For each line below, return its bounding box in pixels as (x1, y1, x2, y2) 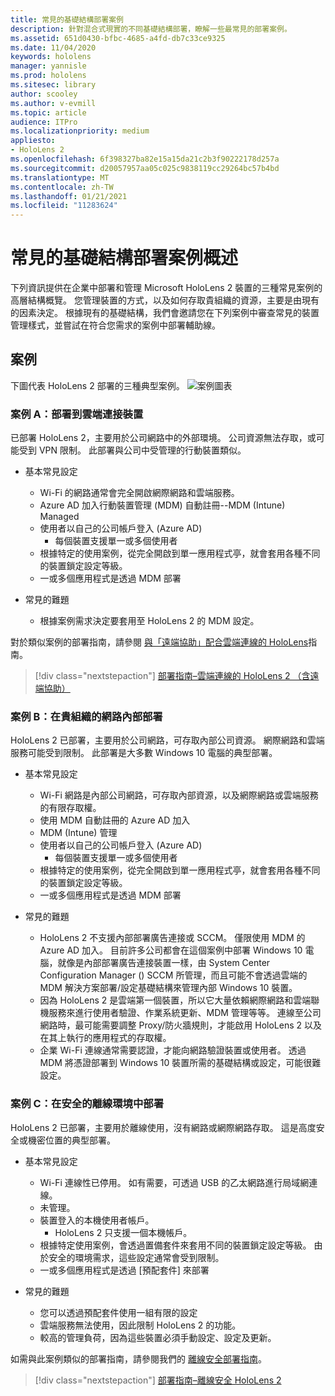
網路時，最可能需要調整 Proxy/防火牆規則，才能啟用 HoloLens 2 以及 (39, 1019, 323, 1031)
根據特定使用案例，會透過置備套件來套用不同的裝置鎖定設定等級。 (39, 1239, 312, 1251)
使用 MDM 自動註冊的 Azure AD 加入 (39, 814, 191, 826)
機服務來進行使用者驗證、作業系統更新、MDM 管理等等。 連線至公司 (39, 1007, 322, 1019)
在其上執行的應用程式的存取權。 (39, 1032, 172, 1044)
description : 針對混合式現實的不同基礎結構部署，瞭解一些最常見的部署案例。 (10, 24, 292, 34)
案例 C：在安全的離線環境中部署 (10, 1097, 165, 1111)
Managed (39, 511, 80, 523)
